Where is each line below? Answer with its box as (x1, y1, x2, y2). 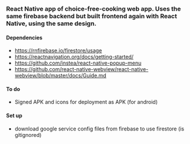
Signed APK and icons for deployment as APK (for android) (14, 99, 158, 106)
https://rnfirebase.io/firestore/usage (14, 47, 102, 54)
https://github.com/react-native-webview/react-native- (14, 66, 149, 73)
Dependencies (6, 34, 43, 41)
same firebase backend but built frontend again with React (6, 12, 178, 20)
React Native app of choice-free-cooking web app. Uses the (6, 5, 181, 13)
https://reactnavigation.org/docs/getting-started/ (14, 53, 134, 61)
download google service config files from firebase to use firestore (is (14, 125, 184, 132)
